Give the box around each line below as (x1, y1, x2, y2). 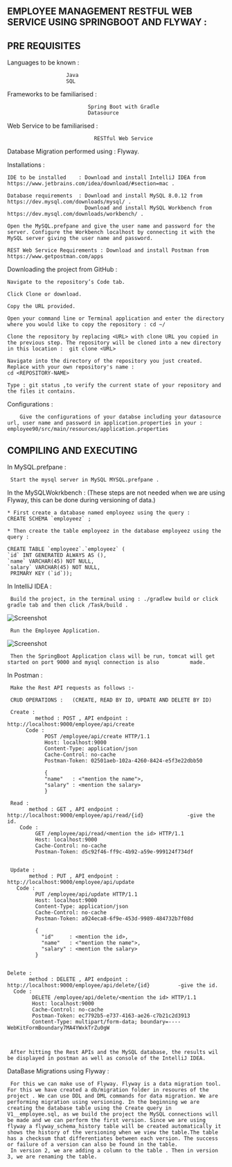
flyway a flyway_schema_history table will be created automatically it (7, 1123, 222, 1130)
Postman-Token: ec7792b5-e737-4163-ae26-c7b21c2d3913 (32, 1012, 190, 1019)
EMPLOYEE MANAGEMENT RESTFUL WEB (7, 6, 193, 17)
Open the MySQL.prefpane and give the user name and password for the (7, 223, 215, 230)
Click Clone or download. (7, 291, 82, 298)
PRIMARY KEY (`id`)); (10, 570, 73, 577)
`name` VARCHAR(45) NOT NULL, (7, 558, 95, 565)
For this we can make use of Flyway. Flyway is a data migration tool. (10, 1080, 222, 1088)
